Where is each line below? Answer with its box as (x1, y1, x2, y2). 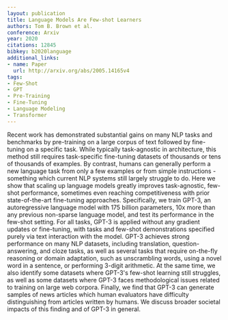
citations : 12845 (7, 42, 57, 49)
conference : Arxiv (7, 29, 59, 36)
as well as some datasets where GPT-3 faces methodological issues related (7, 276, 220, 284)
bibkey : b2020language (7, 49, 72, 55)
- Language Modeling (7, 105, 66, 112)
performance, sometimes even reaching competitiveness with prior (20, 189, 210, 197)
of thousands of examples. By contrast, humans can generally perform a (7, 159, 211, 168)
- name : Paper (7, 61, 48, 68)
